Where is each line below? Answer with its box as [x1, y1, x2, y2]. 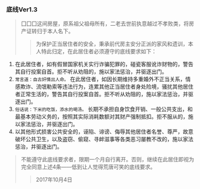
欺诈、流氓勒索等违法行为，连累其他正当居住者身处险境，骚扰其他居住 [20, 83, 193, 91]
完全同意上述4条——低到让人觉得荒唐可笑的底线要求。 [20, 163, 156, 170]
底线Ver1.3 [6, 5, 38, 13]
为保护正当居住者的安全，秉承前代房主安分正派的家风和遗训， [35, 40, 189, 47]
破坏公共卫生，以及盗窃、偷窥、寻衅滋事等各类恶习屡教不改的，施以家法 [14, 136, 193, 143]
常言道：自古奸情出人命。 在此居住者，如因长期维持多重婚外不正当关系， [14, 76, 186, 83]
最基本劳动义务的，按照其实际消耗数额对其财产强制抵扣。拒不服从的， [14, 113, 189, 121]
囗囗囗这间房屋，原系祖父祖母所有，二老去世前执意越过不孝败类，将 [20, 20, 189, 28]
